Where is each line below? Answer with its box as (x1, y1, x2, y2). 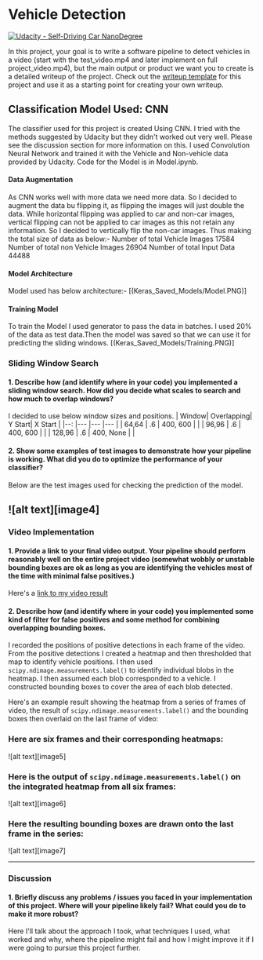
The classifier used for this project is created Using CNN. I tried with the (8, 123, 240, 133)
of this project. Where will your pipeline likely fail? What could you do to (8, 900, 247, 910)
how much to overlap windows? (8, 394, 113, 403)
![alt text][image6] (8, 799, 67, 808)
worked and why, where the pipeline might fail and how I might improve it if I (8, 935, 254, 944)
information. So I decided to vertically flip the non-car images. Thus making (8, 225, 252, 235)
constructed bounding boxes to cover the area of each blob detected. (8, 682, 233, 692)
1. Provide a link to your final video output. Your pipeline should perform (8, 546, 247, 555)
